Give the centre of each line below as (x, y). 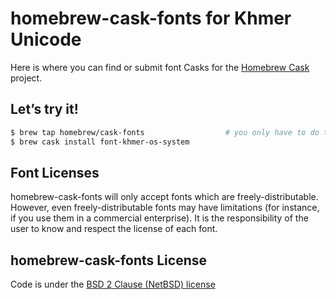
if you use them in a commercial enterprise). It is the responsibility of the (159, 218)
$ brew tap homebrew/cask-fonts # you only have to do (165, 132)
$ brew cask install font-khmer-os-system (100, 142)
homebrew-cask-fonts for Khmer (151, 18)
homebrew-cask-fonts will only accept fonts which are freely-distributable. (164, 197)
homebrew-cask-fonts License (109, 260)
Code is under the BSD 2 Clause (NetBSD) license (113, 284)
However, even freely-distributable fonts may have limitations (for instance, (165, 208)
